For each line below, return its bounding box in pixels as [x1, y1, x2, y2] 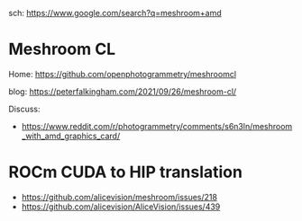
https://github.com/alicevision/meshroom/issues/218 [21, 191, 218, 202]
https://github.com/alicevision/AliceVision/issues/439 [21, 201, 221, 212]
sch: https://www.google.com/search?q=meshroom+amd [8, 8, 222, 18]
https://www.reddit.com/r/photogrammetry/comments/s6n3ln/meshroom [21, 120, 293, 131]
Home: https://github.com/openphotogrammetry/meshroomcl [8, 68, 236, 79]
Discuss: [8, 103, 41, 114]
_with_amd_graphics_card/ [21, 130, 121, 141]
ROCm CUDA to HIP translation [8, 162, 243, 182]
